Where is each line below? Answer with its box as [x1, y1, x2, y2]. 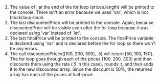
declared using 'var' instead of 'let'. [9, 30, 81, 36]
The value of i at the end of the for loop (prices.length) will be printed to [9, 4, 155, 10]
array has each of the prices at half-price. [9, 72, 94, 77]
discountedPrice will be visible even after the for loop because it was [9, 25, 149, 31]
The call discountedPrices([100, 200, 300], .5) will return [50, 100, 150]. [9, 51, 154, 57]
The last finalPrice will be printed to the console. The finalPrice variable [9, 35, 154, 41]
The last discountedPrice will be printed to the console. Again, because [9, 20, 154, 25]
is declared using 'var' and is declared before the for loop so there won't [9, 41, 156, 46]
